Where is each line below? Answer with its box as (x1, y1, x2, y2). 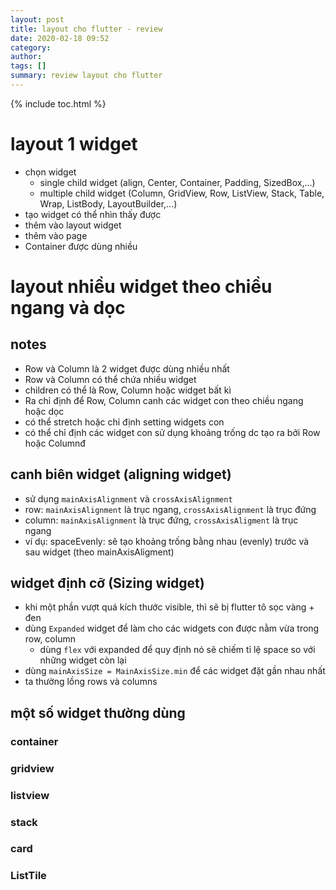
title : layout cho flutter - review (10, 24, 163, 34)
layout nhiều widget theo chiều (10, 276, 273, 298)
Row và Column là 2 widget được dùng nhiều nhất (24, 362, 230, 375)
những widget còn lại (39, 654, 127, 666)
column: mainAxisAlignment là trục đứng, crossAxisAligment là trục (24, 514, 299, 526)
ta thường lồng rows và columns (24, 676, 158, 688)
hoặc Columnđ (24, 437, 86, 449)
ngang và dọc (10, 297, 126, 319)
